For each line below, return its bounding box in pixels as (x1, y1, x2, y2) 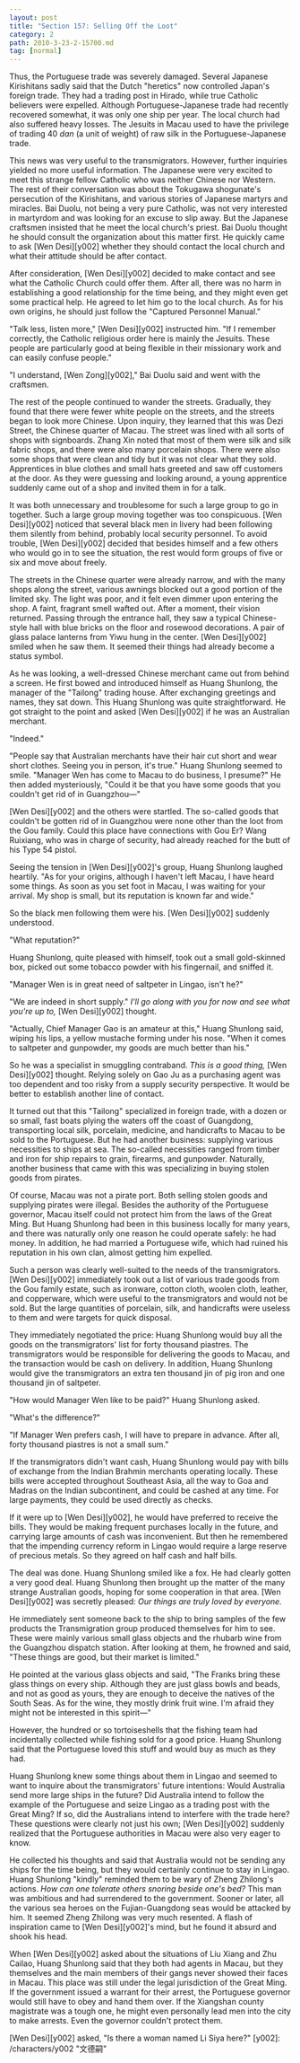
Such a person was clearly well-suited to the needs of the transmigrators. (9, 1265, 280, 1276)
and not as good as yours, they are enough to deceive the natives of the (9, 1689, 275, 1699)
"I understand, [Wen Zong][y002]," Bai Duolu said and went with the (9, 370, 261, 381)
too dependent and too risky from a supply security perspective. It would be (9, 1079, 290, 1090)
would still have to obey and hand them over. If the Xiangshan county (9, 1997, 264, 2007)
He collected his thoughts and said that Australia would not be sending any (9, 1855, 286, 1865)
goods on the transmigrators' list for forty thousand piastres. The (9, 1339, 249, 1350)
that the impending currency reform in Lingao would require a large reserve (9, 1541, 287, 1551)
